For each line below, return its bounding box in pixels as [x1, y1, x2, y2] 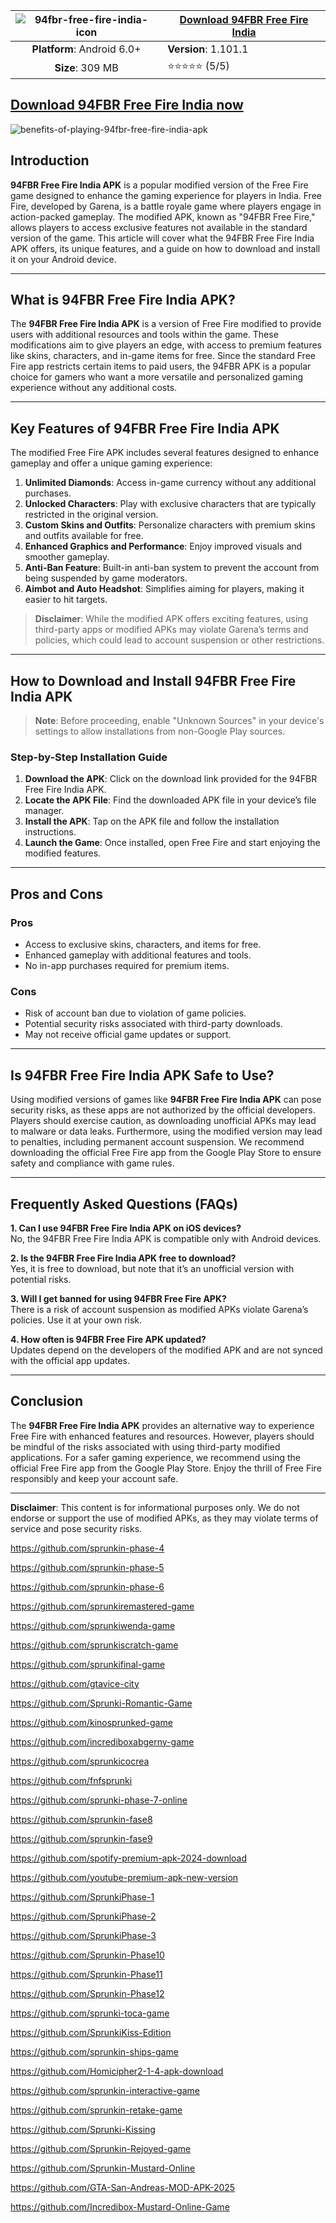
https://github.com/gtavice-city [10, 1677, 140, 1689]
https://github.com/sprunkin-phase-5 [10, 1561, 165, 1573]
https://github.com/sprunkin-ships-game [10, 2045, 179, 2058]
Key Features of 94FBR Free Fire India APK [10, 420, 280, 437]
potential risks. [10, 1273, 72, 1285]
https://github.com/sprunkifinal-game [10, 1658, 166, 1670]
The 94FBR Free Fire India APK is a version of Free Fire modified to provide [10, 318, 322, 330]
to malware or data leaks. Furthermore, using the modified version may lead [10, 1125, 323, 1138]
